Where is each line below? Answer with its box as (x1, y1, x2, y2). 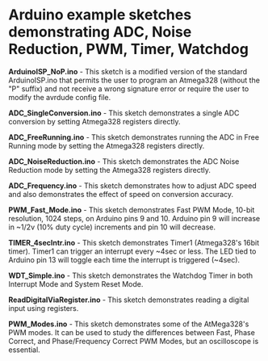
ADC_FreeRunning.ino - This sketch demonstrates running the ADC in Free (8, 132, 260, 142)
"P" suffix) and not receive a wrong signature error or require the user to (8, 83, 249, 94)
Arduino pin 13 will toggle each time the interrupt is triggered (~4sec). (8, 254, 241, 264)
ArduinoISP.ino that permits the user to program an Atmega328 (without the (8, 75, 261, 85)
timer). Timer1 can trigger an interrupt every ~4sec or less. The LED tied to (8, 246, 257, 256)
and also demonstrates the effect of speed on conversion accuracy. (8, 189, 234, 199)
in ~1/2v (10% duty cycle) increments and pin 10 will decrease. (8, 222, 216, 232)
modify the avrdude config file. (8, 92, 111, 102)
